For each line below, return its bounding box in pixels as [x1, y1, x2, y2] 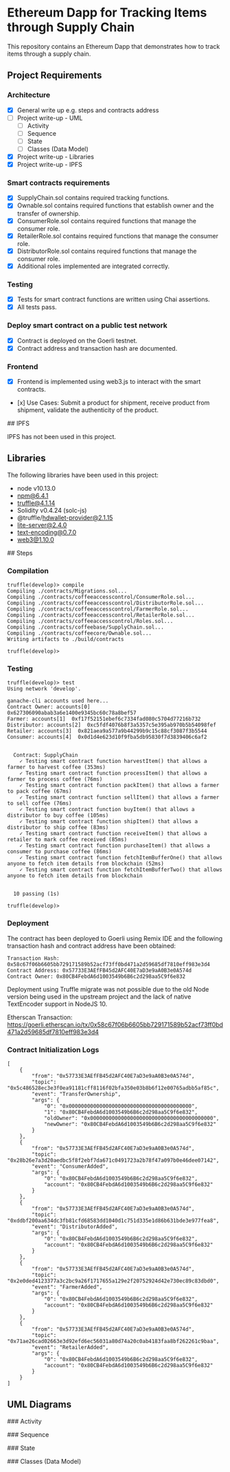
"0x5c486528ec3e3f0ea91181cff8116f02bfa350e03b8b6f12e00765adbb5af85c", [7, 1085, 220, 1092]
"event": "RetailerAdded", [32, 1344, 109, 1351]
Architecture [7, 90, 51, 100]
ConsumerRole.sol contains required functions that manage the [16, 216, 197, 225]
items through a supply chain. [7, 50, 91, 58]
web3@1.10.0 [16, 535, 55, 544]
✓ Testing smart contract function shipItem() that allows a [19, 818, 198, 825]
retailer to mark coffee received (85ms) [7, 836, 128, 844]
